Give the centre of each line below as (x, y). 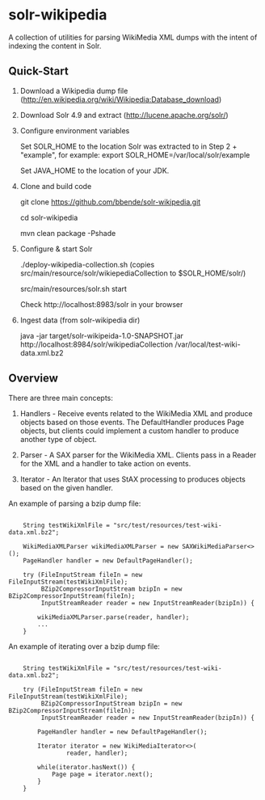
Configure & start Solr (56, 249)
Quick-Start (38, 72)
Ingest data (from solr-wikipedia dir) (80, 320)
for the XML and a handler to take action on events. (105, 463)
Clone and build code (56, 186)
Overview (34, 379)
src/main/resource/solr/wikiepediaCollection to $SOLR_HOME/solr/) (133, 273)
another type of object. (58, 439)
